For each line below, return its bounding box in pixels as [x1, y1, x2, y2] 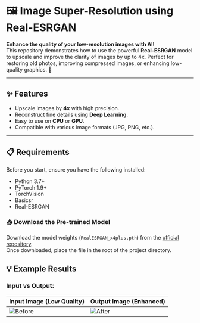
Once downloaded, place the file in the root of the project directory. [6, 246, 171, 253]
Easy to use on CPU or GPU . [14, 117, 85, 125]
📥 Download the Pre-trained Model [6, 218, 111, 226]
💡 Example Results [6, 264, 77, 274]
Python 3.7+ [14, 178, 45, 185]
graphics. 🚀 [24, 66, 52, 73]
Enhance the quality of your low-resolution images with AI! [6, 41, 155, 48]
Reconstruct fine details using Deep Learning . [14, 111, 128, 118]
